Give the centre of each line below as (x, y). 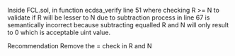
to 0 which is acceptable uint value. (59, 32)
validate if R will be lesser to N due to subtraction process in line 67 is (109, 17)
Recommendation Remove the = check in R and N (80, 46)
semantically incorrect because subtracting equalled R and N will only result (118, 25)
